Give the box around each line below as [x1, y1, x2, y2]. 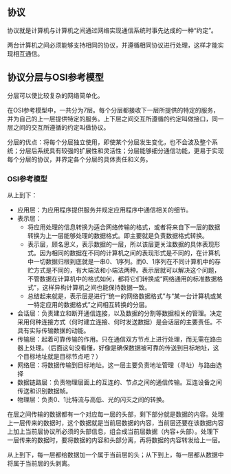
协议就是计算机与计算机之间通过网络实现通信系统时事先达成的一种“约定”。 [7, 26, 218, 34]
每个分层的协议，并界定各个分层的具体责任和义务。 [7, 155, 152, 164]
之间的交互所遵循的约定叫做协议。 [12, 123, 110, 131]
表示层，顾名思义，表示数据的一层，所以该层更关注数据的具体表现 [27, 240, 214, 248]
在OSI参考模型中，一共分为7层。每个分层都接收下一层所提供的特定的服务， [7, 106, 220, 114]
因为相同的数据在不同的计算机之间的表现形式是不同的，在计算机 [39, 248, 221, 257]
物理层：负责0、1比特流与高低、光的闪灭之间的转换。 [16, 395, 168, 404]
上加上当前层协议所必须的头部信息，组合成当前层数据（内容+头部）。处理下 [7, 427, 219, 435]
